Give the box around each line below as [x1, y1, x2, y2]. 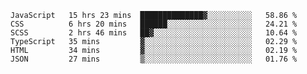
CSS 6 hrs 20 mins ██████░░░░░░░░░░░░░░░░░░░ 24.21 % [10, 19, 298, 29]
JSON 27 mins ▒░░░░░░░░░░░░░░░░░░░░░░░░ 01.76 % [10, 54, 298, 64]
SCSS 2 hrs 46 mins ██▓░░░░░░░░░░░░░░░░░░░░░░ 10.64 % [10, 28, 298, 38]
